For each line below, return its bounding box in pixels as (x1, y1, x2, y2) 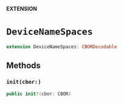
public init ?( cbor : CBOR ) (6, 90, 71, 97)
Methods (6, 60, 41, 71)
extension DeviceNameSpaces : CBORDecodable (6, 43, 118, 50)
